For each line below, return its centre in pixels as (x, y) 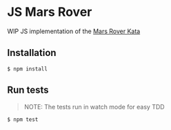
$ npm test (23, 119)
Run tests (28, 90)
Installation (32, 53)
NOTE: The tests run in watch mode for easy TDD (94, 106)
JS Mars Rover (50, 12)
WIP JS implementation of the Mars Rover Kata (74, 31)
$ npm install (28, 69)
